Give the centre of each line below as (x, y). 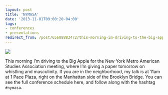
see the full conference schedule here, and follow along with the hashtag (80, 82)
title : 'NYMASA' (22, 14)
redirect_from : (21, 38)
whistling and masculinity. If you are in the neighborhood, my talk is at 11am (83, 71)
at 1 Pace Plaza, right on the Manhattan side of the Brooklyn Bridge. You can (84, 77)
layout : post (19, 10)
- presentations (22, 33)
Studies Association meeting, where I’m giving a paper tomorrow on (75, 66)
